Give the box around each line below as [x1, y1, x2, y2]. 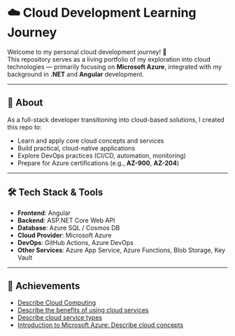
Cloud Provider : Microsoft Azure [17, 231, 112, 239]
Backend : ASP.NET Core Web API [17, 216, 115, 224]
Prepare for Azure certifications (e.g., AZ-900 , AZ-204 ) [17, 158, 180, 167]
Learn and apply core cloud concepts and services [17, 136, 164, 145]
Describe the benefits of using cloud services [17, 306, 149, 314]
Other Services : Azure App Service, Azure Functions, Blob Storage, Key [17, 246, 226, 254]
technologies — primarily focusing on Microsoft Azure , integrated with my [7, 62, 222, 71]
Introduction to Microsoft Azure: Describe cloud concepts [17, 321, 184, 329]
